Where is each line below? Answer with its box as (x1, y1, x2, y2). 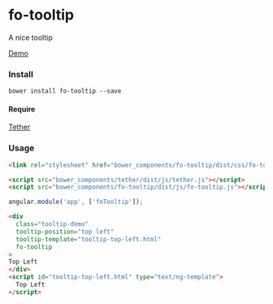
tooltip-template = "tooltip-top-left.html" (15, 235, 162, 243)
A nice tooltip (8, 33, 53, 42)
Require (8, 104, 36, 114)
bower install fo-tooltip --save (8, 87, 122, 95)
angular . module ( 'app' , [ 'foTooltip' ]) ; (8, 198, 144, 206)
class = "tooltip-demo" (15, 220, 89, 228)
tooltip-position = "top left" (15, 228, 115, 236)
